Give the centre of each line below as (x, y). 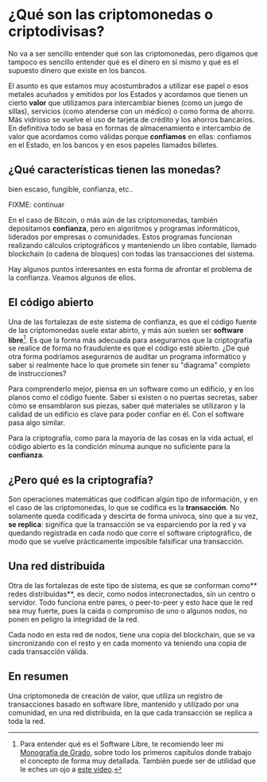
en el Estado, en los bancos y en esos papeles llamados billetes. (113, 145)
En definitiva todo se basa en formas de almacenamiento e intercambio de (130, 128)
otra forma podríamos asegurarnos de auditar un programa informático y (128, 357)
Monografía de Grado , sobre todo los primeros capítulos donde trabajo (135, 752)
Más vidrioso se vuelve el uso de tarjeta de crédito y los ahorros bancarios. (132, 119)
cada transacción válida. (48, 651)
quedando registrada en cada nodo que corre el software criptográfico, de (130, 533)
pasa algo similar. (37, 423)
